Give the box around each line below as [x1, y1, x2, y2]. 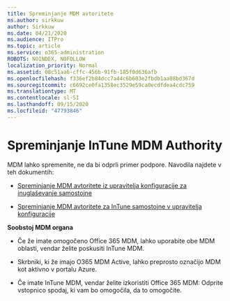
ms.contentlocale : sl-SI [7, 95, 79, 102]
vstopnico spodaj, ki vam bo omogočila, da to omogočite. [17, 286, 183, 294]
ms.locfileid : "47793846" [7, 107, 82, 114]
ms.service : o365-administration [7, 49, 105, 56]
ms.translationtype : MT [7, 88, 77, 95]
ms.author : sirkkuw [7, 17, 64, 24]
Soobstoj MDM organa [7, 223, 73, 231]
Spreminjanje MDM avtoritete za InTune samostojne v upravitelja [17, 202, 202, 210]
